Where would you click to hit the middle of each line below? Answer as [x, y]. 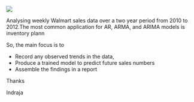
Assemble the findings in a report [56, 69]
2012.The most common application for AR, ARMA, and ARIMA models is [96, 27]
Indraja [15, 92]
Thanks [16, 81]
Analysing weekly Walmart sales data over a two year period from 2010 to [97, 20]
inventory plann [25, 33]
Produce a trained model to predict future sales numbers [85, 63]
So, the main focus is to [35, 45]
